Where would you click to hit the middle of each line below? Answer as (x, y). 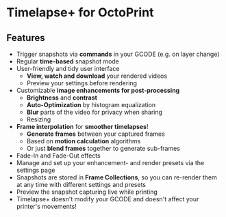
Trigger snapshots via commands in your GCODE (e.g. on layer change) (118, 54)
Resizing (39, 119)
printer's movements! (46, 206)
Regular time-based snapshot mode (67, 61)
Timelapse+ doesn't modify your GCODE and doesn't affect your (108, 199)
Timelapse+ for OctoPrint (80, 13)
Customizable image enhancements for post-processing (98, 90)
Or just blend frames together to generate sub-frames (103, 148)
